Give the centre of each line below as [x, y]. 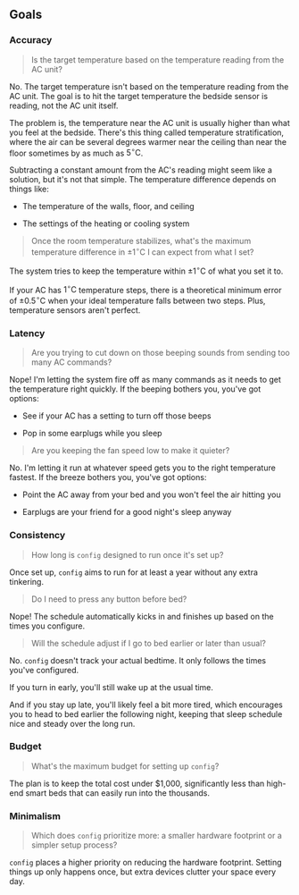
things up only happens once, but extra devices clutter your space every [143, 872]
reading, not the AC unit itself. [64, 106]
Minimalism [35, 815]
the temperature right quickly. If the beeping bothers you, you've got [135, 389]
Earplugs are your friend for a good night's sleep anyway [127, 512]
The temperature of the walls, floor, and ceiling [108, 207]
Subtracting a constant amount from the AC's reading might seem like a [141, 170]
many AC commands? [71, 362]
